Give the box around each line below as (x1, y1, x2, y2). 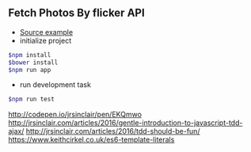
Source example (19, 27, 74, 36)
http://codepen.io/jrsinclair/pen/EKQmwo (8, 110, 143, 120)
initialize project (19, 36, 72, 45)
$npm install (8, 51, 51, 59)
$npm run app (8, 66, 51, 74)
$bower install (8, 59, 59, 66)
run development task (19, 80, 91, 89)
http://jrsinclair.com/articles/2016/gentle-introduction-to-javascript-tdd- (8, 118, 243, 127)
